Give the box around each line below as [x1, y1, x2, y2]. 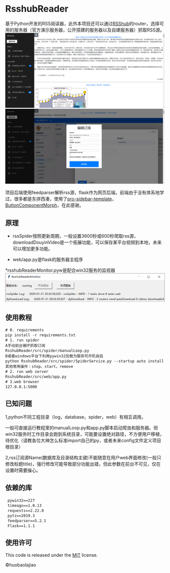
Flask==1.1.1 [7, 523, 35, 528]
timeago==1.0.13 [7, 503, 42, 508]
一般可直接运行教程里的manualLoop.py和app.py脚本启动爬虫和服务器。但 [5, 425, 158, 431]
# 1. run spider [5, 337, 39, 343]
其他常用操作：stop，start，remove [5, 364, 73, 369]
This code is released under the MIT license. [5, 552, 98, 558]
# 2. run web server [5, 369, 49, 374]
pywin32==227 [7, 498, 35, 503]
